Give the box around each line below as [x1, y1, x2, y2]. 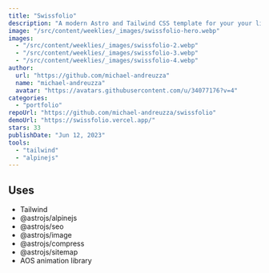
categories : [8, 94, 48, 102]
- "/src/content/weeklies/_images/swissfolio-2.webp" [15, 42, 199, 50]
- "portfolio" [15, 101, 62, 109]
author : [8, 64, 34, 72]
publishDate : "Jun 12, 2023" [8, 131, 106, 139]
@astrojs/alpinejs [19, 214, 78, 223]
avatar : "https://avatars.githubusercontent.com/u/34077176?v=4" [15, 86, 239, 95]
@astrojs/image [19, 230, 72, 240]
